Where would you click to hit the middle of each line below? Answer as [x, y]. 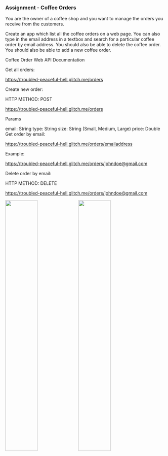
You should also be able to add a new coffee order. [58, 50]
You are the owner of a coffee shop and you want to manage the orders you [84, 19]
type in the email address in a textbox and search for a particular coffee [80, 39]
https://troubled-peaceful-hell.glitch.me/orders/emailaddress [69, 144]
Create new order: [24, 89]
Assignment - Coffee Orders [41, 8]
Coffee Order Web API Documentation [45, 60]
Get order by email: [25, 134]
